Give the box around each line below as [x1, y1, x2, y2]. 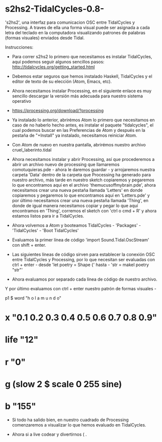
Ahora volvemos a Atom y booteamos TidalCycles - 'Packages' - [12, 222, 141, 228]
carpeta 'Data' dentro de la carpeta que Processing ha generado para [12, 172, 151, 177]
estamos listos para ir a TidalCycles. [12, 213, 85, 219]
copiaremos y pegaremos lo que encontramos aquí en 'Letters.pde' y [12, 192, 150, 198]
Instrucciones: [5, 44, 34, 50]
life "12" [5, 334, 39, 345]
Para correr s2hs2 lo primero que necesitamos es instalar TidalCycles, [12, 53, 152, 59]
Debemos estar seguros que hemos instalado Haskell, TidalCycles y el [12, 73, 152, 79]
